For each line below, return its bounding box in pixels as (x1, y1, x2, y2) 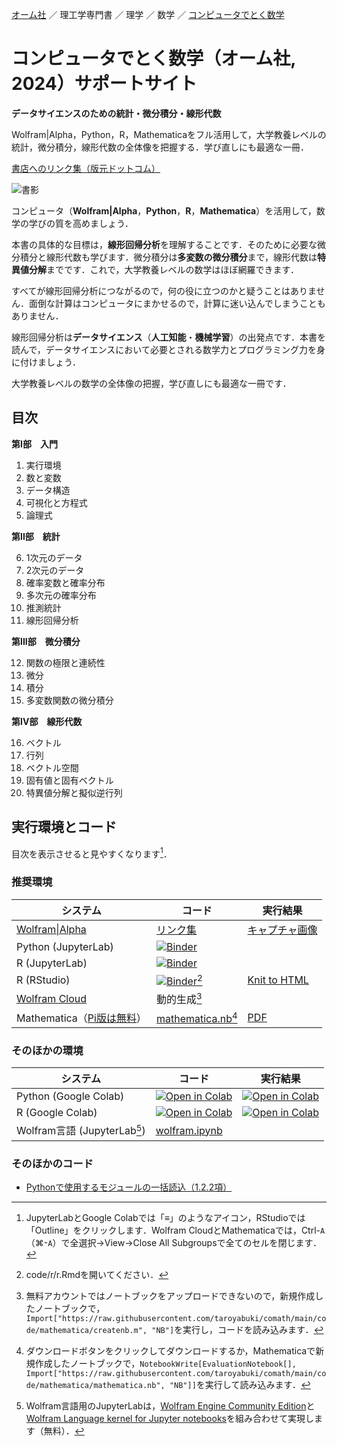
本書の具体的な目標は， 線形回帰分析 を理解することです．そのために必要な (11, 238, 318, 250)
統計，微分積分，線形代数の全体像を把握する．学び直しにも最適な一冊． (11, 141, 309, 153)
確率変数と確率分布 (25, 576, 106, 588)
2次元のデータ (25, 564, 85, 576)
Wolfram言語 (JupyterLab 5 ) (16, 1122, 146, 1138)
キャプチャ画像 (247, 923, 318, 937)
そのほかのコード (11, 1156, 94, 1170)
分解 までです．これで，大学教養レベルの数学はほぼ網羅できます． (28, 263, 299, 275)
